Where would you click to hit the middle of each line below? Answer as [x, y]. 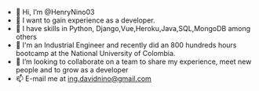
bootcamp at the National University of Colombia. [95, 53]
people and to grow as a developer [72, 70]
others [26, 37]
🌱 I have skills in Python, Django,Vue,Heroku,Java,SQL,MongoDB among [133, 28]
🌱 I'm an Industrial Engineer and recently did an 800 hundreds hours [126, 45]
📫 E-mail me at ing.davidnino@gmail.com [83, 79]
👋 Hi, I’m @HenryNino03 [55, 12]
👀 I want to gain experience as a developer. [85, 20]
